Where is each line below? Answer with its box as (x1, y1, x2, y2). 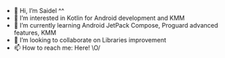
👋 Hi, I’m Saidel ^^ (13, 7, 64, 14)
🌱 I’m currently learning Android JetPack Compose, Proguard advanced (13, 21, 218, 29)
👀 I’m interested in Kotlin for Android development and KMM (13, 14, 185, 22)
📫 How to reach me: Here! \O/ (13, 43, 100, 52)
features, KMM (13, 28, 57, 37)
